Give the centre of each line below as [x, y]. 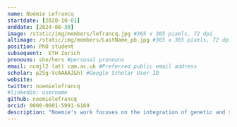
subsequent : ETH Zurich [44, 54]
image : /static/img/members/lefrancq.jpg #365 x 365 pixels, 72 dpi [110, 34]
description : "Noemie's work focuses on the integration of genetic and [116, 112]
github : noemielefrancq [42, 99]
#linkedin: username [38, 92]
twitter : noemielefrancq [44, 86]
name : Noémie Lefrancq [41, 14]
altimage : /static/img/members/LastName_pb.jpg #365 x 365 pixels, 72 [113, 40]
